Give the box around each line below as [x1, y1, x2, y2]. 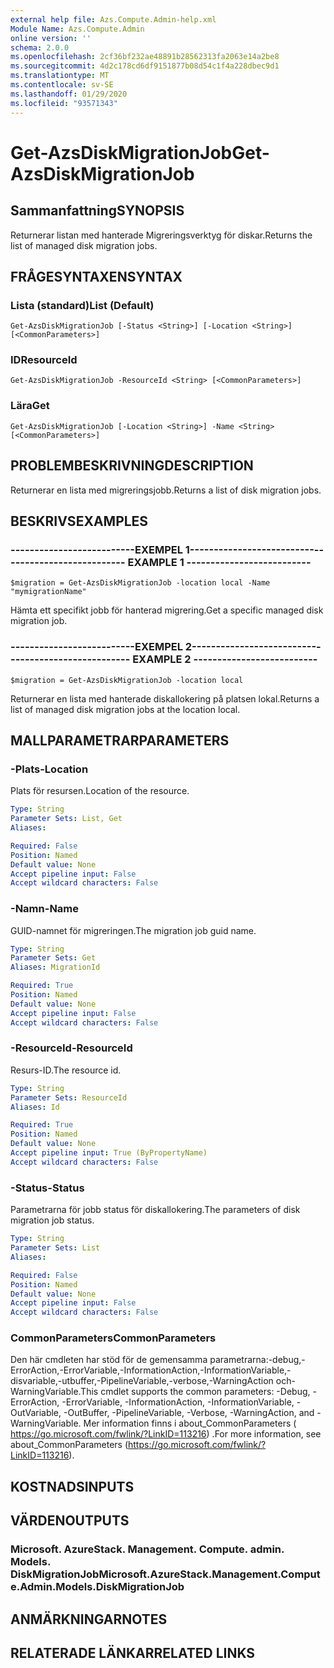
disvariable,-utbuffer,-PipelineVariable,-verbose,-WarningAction [10, 1375, 274, 1387]
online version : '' [10, 33, 92, 43]
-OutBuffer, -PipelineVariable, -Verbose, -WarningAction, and [63, 1407, 315, 1419]
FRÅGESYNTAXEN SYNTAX [10, 268, 183, 285]
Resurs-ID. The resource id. [10, 1064, 122, 1076]
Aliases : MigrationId [10, 962, 101, 973]
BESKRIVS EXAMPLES [10, 512, 149, 530]
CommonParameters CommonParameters [10, 1331, 217, 1345]
